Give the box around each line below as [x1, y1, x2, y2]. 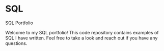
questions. [5, 40, 28, 46]
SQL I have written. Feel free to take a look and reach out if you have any [5, 35, 158, 41]
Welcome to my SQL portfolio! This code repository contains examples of [5, 29, 159, 35]
